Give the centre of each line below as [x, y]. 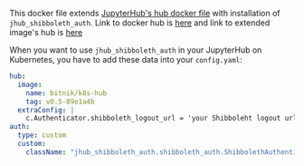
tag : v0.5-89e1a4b [60, 102]
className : [46, 152]
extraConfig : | [46, 110]
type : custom [42, 135]
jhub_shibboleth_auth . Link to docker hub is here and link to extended [140, 23]
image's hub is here [46, 32]
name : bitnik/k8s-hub [66, 93]
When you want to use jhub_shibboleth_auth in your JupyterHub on [136, 50]
